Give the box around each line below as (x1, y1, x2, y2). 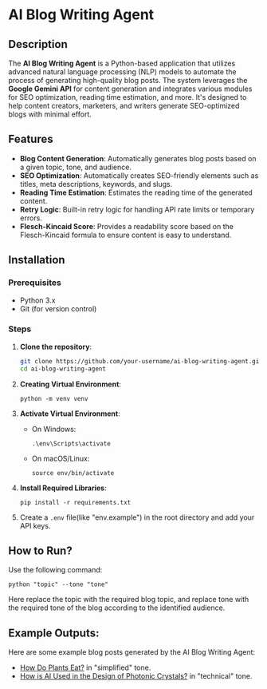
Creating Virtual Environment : (19, 379, 122, 389)
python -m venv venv (19, 394, 88, 402)
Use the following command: (8, 565, 103, 575)
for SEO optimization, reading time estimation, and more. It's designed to (8, 93, 247, 101)
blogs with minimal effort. (8, 109, 92, 119)
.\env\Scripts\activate (31, 439, 112, 448)
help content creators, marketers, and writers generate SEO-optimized (8, 101, 240, 110)
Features (8, 133, 53, 146)
